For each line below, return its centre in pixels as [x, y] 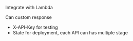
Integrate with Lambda [29, 7]
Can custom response [29, 17]
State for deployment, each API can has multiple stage [70, 33]
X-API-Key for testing [35, 27]
